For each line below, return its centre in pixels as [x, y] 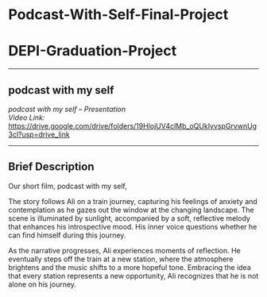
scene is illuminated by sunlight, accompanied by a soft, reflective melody [129, 218]
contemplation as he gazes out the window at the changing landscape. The [131, 210]
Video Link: [27, 118]
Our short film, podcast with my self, [68, 186]
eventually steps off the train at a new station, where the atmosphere [121, 259]
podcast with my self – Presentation [67, 109]
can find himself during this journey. [67, 235]
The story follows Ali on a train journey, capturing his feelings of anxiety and [133, 201]
